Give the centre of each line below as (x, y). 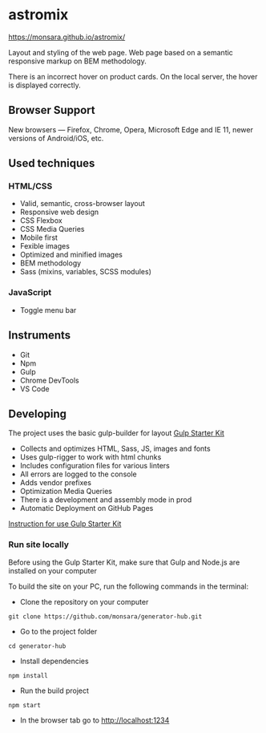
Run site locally (39, 545)
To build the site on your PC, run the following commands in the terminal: (129, 586)
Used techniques (52, 163)
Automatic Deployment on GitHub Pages (87, 508)
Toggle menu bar (48, 310)
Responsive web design (59, 212)
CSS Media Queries (52, 229)
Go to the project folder (58, 631)
